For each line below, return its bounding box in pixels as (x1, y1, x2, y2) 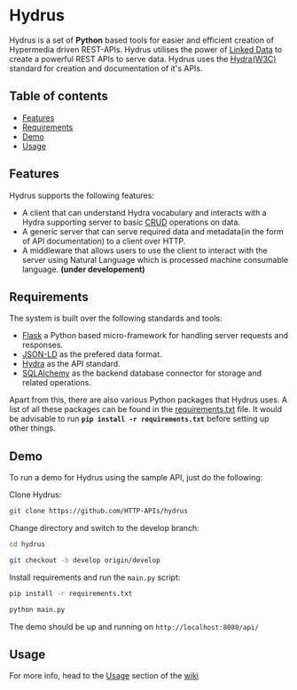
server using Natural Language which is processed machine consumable (21, 254, 289, 265)
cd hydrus (9, 540, 46, 549)
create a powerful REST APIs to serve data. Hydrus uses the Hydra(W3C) (9, 53, 277, 64)
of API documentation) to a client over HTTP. (21, 235, 186, 246)
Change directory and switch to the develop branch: (9, 523, 199, 534)
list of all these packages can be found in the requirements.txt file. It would (9, 404, 282, 415)
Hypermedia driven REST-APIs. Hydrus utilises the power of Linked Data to (9, 44, 283, 54)
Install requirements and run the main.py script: (9, 572, 181, 583)
